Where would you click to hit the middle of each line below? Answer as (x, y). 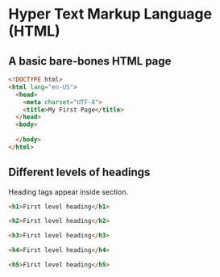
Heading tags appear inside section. (68, 191)
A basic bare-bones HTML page (90, 61)
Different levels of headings (79, 172)
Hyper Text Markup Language (110, 14)
